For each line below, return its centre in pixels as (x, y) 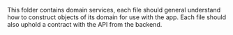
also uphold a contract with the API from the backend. (85, 24)
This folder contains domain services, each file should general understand (114, 10)
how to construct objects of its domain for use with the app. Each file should (117, 17)
